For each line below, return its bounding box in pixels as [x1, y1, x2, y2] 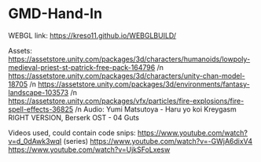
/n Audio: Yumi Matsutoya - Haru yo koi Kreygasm [74, 104, 237, 114]
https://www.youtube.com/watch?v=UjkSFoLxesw [8, 145, 171, 154]
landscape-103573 [8, 87, 69, 97]
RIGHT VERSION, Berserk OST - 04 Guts [8, 112, 140, 122]
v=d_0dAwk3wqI [8, 136, 62, 145]
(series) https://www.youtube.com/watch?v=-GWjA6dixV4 [63, 136, 253, 145]
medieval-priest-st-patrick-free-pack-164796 [8, 62, 156, 72]
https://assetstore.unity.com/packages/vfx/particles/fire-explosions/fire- [8, 96, 244, 105]
